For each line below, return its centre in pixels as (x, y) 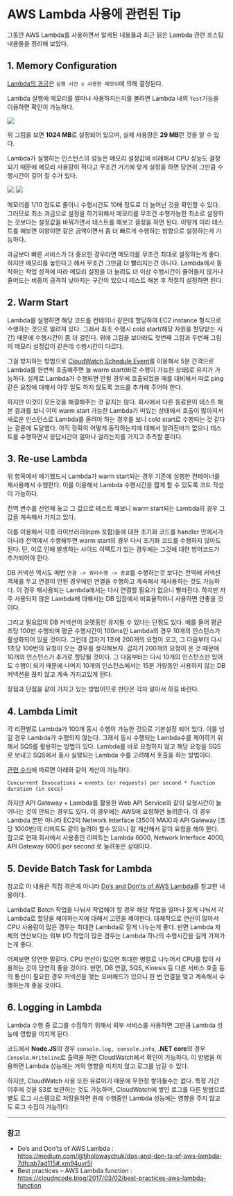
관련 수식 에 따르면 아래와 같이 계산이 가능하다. (69, 770)
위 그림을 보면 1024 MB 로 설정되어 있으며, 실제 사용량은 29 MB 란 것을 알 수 (110, 134)
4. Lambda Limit (42, 711)
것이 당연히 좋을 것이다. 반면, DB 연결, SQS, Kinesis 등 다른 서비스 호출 (121, 968)
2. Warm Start (38, 303)
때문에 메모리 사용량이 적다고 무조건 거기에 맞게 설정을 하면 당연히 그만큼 (118, 167)
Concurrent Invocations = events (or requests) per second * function (111, 783)
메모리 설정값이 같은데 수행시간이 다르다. (69, 346)
